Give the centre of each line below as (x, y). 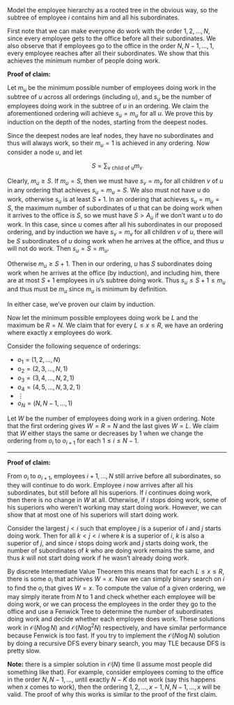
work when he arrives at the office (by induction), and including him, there (114, 273)
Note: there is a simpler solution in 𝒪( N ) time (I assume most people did (110, 664)
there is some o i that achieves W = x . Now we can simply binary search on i (116, 579)
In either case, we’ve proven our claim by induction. (81, 304)
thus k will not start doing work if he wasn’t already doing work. (98, 558)
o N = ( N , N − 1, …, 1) (45, 404)
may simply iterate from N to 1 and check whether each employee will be (111, 597)
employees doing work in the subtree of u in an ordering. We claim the (108, 106)
